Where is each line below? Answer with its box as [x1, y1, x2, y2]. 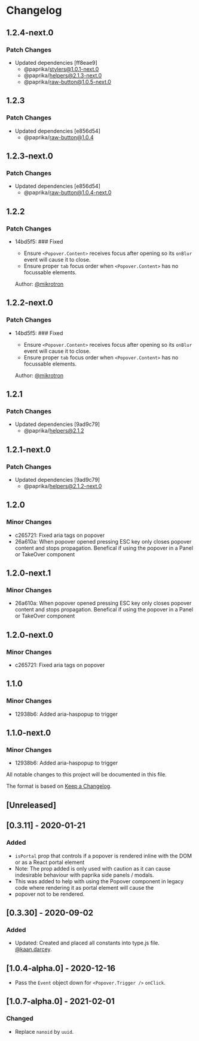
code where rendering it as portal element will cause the [14, 884, 154, 891]
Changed [6, 1015, 34, 1023]
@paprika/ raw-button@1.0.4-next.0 [23, 189, 112, 196]
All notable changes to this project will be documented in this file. [6, 771, 167, 778]
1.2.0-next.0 [6, 629, 54, 640]
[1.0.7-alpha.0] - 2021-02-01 [6, 997, 115, 1007]
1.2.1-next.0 [6, 445, 51, 455]
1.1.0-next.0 [6, 728, 51, 738]
